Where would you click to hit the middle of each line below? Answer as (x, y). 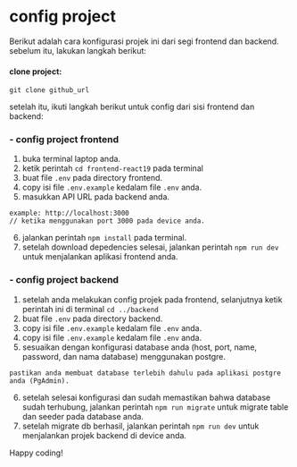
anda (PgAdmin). (39, 381)
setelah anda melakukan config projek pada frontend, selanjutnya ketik (152, 299)
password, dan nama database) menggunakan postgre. (124, 356)
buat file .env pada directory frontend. (92, 178)
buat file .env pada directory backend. (92, 318)
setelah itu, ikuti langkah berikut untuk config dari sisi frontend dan (132, 107)
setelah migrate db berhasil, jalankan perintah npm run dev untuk (140, 426)
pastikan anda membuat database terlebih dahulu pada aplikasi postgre (145, 373)
